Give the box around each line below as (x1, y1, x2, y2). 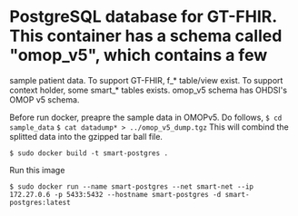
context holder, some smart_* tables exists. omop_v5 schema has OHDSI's (9, 84, 288, 95)
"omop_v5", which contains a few (9, 45, 268, 65)
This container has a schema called (9, 25, 283, 46)
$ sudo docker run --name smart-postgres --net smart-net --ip (9, 182, 254, 191)
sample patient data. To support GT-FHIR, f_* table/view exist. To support (9, 74, 283, 85)
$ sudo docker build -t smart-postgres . (9, 148, 169, 158)
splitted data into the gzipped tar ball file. (9, 131, 164, 142)
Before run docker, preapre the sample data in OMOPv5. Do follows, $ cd (9, 112, 283, 123)
